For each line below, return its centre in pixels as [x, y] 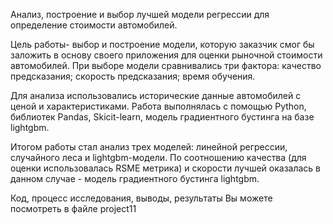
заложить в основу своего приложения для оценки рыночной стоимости [166, 55]
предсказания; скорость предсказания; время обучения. [133, 76]
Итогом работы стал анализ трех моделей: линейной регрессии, [149, 147]
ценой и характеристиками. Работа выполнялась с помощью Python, [158, 106]
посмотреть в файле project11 [73, 208]
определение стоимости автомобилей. [94, 25]
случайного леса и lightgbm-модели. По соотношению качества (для [158, 157]
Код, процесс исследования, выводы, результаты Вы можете [141, 198]
